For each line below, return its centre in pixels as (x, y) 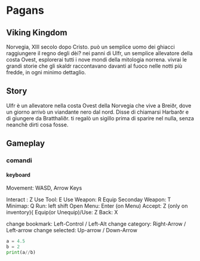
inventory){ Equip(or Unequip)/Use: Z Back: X (62, 213)
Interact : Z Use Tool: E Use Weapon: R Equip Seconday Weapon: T (89, 200)
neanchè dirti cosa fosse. (37, 125)
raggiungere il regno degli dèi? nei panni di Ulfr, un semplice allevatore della (99, 53)
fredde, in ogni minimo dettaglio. (46, 72)
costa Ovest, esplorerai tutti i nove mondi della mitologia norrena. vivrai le (96, 60)
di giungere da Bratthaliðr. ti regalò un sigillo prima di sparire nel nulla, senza (100, 118)
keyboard (19, 175)
